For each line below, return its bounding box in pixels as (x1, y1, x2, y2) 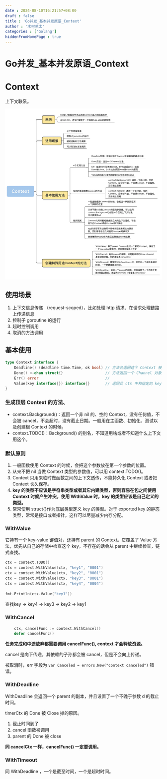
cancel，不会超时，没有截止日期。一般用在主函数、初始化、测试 (22, 417, 154, 423)
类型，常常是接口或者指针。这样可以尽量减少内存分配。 (12, 512, 126, 518)
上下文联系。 (5, 98, 31, 104)
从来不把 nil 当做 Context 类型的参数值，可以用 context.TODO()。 (12, 468, 146, 474)
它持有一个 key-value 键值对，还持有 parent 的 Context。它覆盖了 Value (5, 537, 152, 543)
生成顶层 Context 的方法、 (5, 399, 68, 406)
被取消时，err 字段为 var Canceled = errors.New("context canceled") (5, 662, 149, 668)
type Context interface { (5, 360, 59, 365)
